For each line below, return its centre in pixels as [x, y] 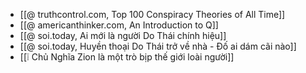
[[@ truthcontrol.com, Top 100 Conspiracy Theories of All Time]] [152, 14]
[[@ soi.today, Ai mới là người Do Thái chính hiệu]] [123, 35]
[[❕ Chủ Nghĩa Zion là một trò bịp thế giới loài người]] [127, 57]
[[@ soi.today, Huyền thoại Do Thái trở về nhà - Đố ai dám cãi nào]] [158, 46]
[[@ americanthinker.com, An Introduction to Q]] [119, 25]
